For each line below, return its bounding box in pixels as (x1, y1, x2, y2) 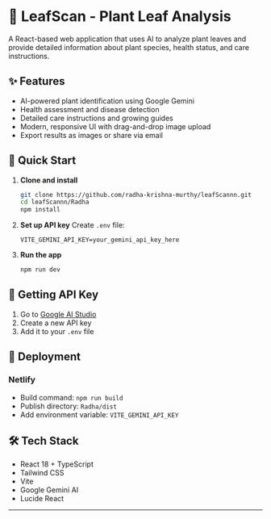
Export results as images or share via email (19, 130, 164, 140)
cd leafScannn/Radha (19, 198, 90, 207)
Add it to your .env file (19, 326, 94, 336)
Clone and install (19, 175, 78, 185)
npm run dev (19, 266, 60, 274)
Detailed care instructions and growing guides (19, 113, 173, 123)
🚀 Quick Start (8, 153, 77, 168)
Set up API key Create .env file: (19, 220, 125, 230)
